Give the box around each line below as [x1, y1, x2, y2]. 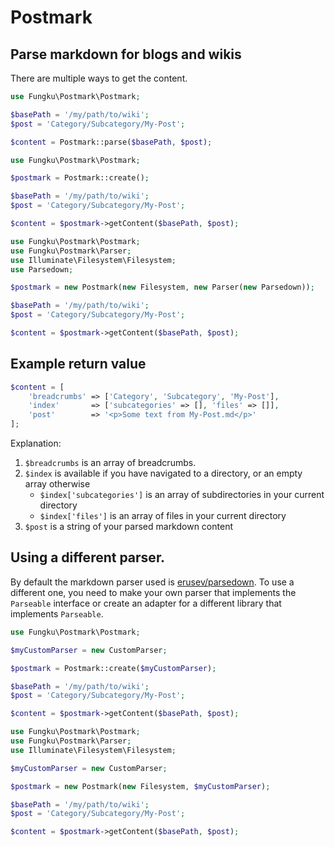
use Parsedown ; [10, 264, 74, 275]
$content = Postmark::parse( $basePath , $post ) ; [10, 137, 213, 147]
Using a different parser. [10, 549, 166, 566]
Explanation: [10, 437, 62, 450]
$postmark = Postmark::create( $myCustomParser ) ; [10, 663, 217, 673]
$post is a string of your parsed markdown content [24, 521, 233, 533]
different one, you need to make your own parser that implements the [10, 586, 297, 598]
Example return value [10, 356, 147, 373]
